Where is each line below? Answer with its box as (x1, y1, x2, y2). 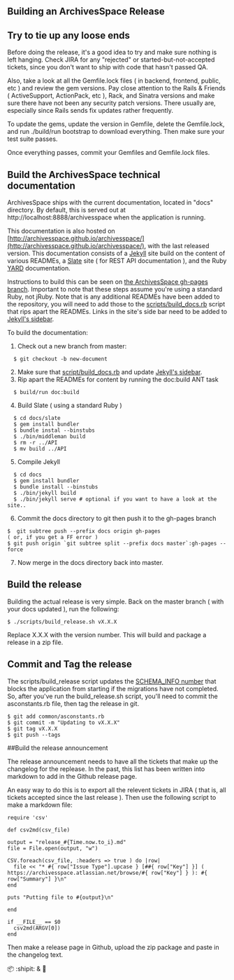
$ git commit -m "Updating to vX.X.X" (7, 719, 120, 726)
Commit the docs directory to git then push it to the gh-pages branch (17, 515, 217, 523)
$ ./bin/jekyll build (13, 490, 77, 497)
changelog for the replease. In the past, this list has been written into (7, 764, 205, 773)
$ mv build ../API (13, 445, 68, 453)
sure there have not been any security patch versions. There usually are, (7, 99, 217, 107)
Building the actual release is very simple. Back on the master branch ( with (7, 597, 224, 606)
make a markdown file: (7, 801, 73, 809)
